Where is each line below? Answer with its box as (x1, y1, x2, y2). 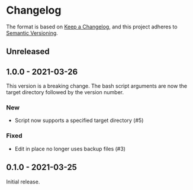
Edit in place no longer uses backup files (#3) (14, 145, 126, 152)
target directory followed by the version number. (6, 89, 124, 96)
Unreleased (6, 47, 50, 57)
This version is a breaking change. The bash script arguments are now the (6, 82, 188, 89)
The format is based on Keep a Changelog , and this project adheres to (6, 23, 178, 30)
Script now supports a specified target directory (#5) (14, 117, 144, 124)
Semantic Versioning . (6, 29, 58, 36)
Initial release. (6, 178, 40, 185)
